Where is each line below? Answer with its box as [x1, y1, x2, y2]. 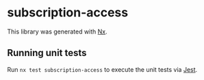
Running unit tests [7, 47, 87, 59]
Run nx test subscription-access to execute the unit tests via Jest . [7, 65, 198, 73]
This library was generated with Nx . [7, 27, 107, 36]
